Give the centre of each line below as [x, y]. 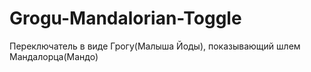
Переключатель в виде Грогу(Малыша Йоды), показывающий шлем [155, 46]
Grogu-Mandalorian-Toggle [125, 18]
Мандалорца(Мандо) [54, 56]
